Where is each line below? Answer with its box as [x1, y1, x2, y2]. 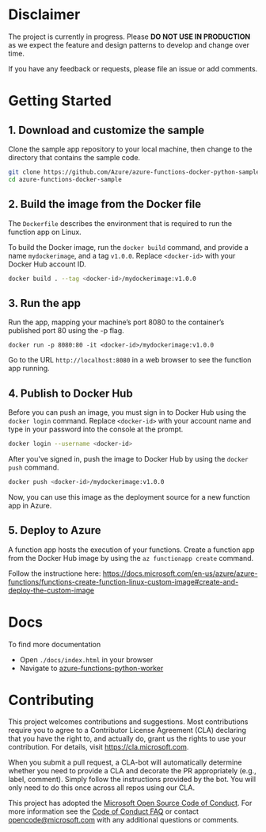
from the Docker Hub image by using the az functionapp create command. [8, 553, 254, 562]
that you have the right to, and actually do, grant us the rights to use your [8, 734, 247, 743]
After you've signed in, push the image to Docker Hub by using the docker [8, 454, 249, 463]
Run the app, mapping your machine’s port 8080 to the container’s [8, 317, 225, 327]
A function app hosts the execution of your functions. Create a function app [8, 545, 255, 554]
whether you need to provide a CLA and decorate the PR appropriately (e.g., [8, 766, 257, 776]
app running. [8, 363, 50, 374]
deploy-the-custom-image [8, 585, 95, 595]
